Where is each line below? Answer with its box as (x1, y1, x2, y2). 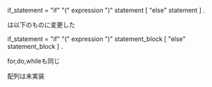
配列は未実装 (7, 72, 44, 80)
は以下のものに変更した (7, 21, 75, 29)
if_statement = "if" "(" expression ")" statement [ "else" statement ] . (7, 6, 206, 14)
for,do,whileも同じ (7, 57, 61, 65)
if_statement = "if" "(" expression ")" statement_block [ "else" (7, 35, 186, 43)
